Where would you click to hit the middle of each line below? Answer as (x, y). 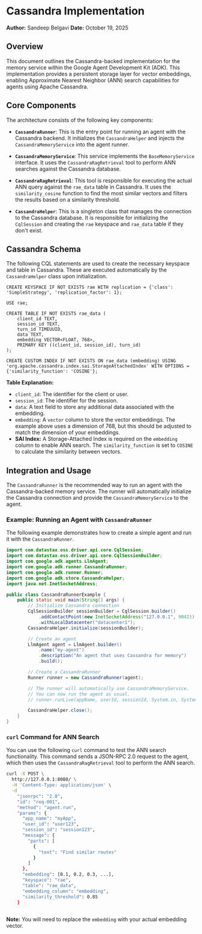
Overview (25, 47)
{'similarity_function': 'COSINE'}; (52, 371)
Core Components (41, 105)
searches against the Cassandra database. (68, 169)
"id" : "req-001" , (39, 802)
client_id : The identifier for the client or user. (72, 394)
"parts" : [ (41, 841)
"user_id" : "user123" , (50, 824)
